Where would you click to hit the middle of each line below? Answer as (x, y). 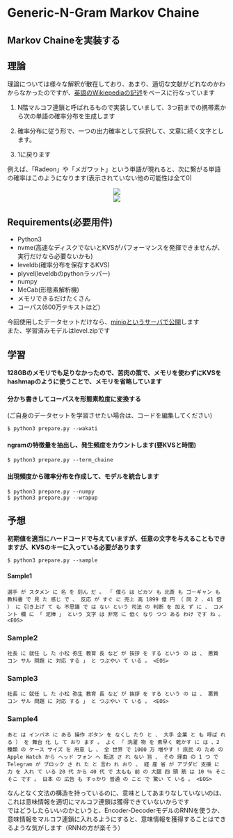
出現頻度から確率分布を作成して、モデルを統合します (83, 476)
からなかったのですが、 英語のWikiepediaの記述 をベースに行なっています (111, 93)
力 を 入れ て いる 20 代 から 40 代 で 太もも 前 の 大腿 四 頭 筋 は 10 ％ (110, 772)
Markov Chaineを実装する (64, 40)
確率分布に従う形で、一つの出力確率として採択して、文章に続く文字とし (120, 131)
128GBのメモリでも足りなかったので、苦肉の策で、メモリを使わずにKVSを (114, 373)
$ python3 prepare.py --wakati (53, 429)
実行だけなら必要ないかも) (55, 256)
